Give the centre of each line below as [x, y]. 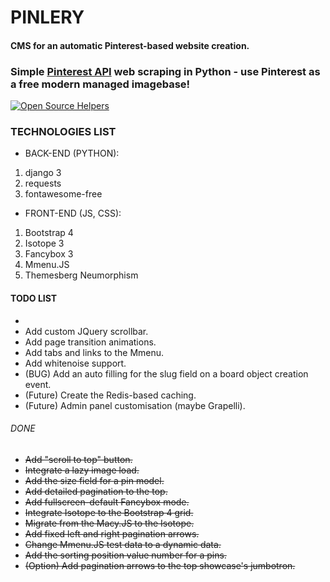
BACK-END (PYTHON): [72, 153]
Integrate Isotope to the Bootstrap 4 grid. [109, 512]
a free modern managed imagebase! [100, 84]
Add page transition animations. [90, 342]
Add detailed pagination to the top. [96, 491]
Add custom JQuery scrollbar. [86, 331]
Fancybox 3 [49, 254]
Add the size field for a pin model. [94, 480]
